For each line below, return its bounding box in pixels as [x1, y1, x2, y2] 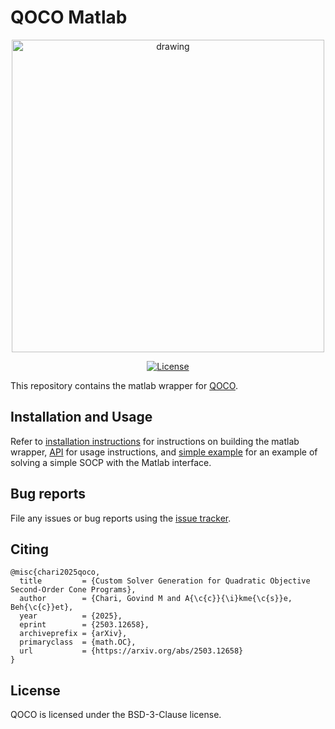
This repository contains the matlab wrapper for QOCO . [10, 379, 238, 391]
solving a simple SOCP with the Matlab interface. [10, 456, 212, 468]
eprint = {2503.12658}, [19, 620, 150, 630]
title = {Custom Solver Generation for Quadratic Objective [19, 576, 311, 586]
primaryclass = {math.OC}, [19, 637, 137, 648]
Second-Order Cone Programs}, [10, 585, 137, 595]
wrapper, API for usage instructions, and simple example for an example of [10, 446, 318, 458]
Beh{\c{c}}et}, [10, 602, 74, 613]
